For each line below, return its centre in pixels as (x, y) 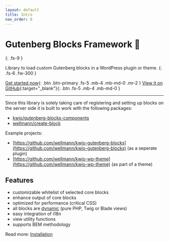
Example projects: (24, 133)
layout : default (22, 10)
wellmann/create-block (36, 124)
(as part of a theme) (132, 164)
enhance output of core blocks (44, 198)
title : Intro (19, 15)
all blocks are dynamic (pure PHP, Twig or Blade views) (70, 208)
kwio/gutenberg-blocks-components (51, 118)
